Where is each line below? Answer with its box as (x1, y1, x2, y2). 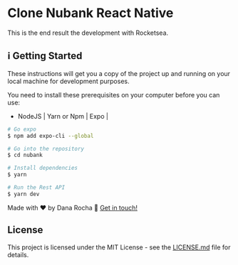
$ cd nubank (7, 151, 43, 159)
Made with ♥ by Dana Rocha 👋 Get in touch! (7, 203, 138, 212)
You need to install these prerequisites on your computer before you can (7, 90, 220, 99)
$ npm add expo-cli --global (7, 132, 94, 139)
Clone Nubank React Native (7, 5, 174, 21)
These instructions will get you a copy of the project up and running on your (7, 69, 230, 77)
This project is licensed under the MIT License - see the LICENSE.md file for (7, 243, 231, 252)
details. (7, 250, 29, 259)
